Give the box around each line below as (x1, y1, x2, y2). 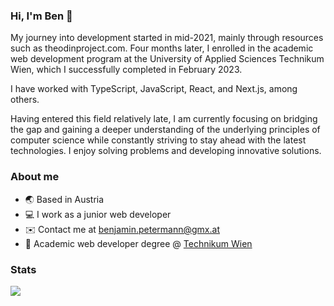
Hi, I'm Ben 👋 (10, 9, 73, 23)
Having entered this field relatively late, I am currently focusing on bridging (10, 113, 318, 125)
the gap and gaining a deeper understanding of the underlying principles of (10, 124, 321, 136)
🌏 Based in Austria (24, 193, 105, 205)
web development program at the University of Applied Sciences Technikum (10, 53, 325, 65)
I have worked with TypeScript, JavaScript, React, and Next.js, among (10, 83, 298, 95)
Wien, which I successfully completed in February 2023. (10, 64, 243, 76)
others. (10, 94, 40, 106)
